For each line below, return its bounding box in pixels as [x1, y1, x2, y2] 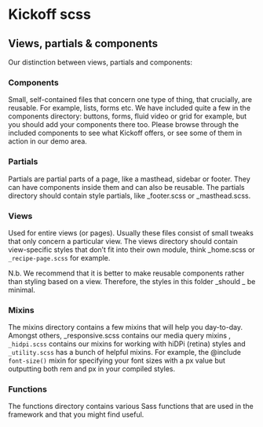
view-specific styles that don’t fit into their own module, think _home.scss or [8, 245, 255, 254]
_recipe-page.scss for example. [8, 253, 111, 262]
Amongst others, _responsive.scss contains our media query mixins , [8, 331, 232, 341]
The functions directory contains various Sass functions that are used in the [8, 402, 254, 411]
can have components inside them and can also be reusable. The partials [8, 182, 245, 192]
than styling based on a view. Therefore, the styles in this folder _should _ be [8, 276, 256, 286]
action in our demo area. [8, 137, 88, 146]
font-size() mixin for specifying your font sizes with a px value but [8, 356, 226, 366]
